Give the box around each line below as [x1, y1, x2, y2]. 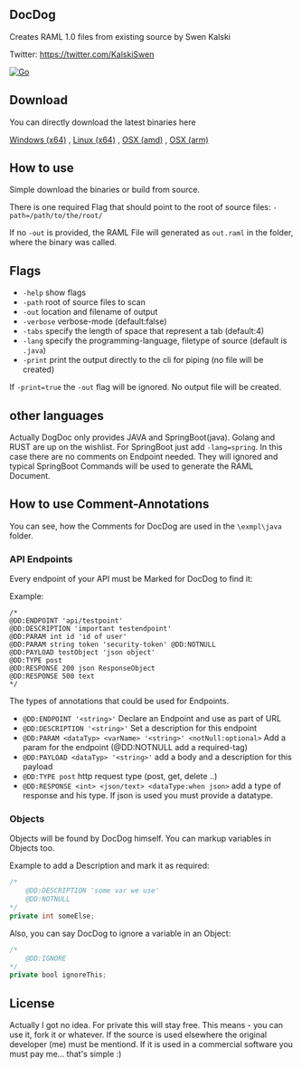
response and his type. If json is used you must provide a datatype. [22, 790, 274, 801]
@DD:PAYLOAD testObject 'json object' [9, 648, 156, 657]
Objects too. [9, 843, 55, 853]
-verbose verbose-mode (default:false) [22, 316, 167, 327]
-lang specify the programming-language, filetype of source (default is [22, 335, 288, 347]
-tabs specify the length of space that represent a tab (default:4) [22, 326, 265, 337]
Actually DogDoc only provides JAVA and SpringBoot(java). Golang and [9, 432, 276, 443]
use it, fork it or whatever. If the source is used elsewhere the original [9, 1029, 268, 1040]
